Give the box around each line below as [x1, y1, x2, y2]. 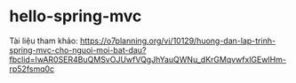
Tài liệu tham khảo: [9, 35, 78, 46]
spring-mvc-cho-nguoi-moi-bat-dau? [9, 44, 147, 55]
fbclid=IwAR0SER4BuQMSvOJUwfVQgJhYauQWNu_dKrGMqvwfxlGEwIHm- [9, 54, 287, 64]
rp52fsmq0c [9, 64, 55, 74]
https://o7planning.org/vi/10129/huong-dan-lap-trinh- [79, 35, 276, 46]
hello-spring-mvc [9, 6, 142, 26]
